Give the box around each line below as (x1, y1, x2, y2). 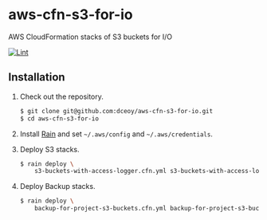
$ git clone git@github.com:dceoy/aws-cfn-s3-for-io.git (19, 107, 214, 115)
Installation (8, 70, 65, 84)
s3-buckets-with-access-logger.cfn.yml (34, 167, 167, 175)
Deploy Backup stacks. (19, 182, 96, 191)
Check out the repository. (19, 92, 104, 101)
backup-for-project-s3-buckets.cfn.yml (34, 205, 167, 213)
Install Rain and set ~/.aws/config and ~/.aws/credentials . (19, 129, 214, 139)
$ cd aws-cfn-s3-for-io (19, 114, 100, 123)
